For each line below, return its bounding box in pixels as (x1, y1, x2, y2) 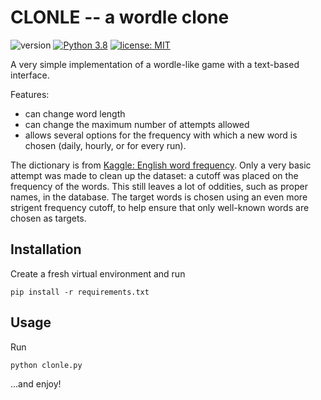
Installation (10, 241, 82, 258)
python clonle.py (10, 360, 83, 370)
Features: (10, 88, 50, 100)
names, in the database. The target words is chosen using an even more (10, 191, 308, 203)
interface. (10, 69, 50, 81)
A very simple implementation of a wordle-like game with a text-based (10, 58, 300, 70)
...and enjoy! (10, 377, 62, 390)
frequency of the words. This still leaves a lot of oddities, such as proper (10, 180, 308, 192)
